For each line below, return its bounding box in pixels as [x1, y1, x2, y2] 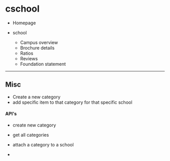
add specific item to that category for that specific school [12, 99, 133, 105]
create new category [12, 122, 57, 128]
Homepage [12, 20, 36, 26]
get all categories [12, 132, 49, 138]
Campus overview [20, 39, 58, 46]
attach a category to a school [12, 141, 74, 147]
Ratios [20, 50, 34, 56]
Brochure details [20, 45, 55, 51]
